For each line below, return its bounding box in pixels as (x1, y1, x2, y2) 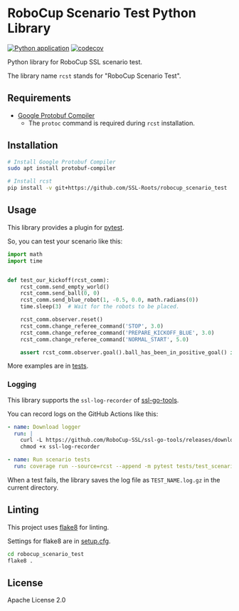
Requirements (7, 92, 71, 104)
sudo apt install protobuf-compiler (7, 165, 116, 172)
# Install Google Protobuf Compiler (7, 158, 116, 166)
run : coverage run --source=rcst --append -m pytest (14, 463, 174, 470)
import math (7, 251, 43, 258)
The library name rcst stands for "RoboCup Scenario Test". (7, 71, 181, 80)
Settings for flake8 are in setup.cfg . (7, 537, 111, 545)
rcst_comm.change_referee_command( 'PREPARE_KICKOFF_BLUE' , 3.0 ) (20, 329, 215, 336)
